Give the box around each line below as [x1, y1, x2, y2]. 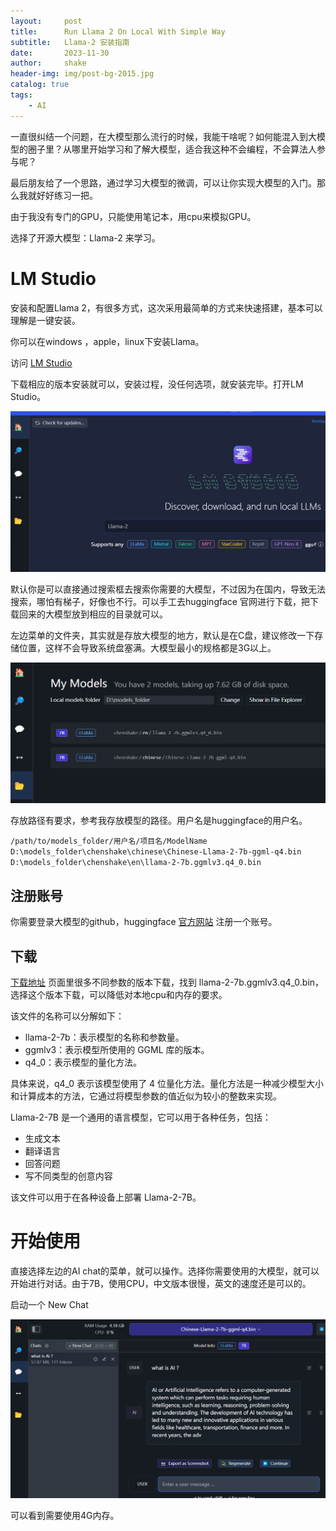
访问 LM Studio [10, 356, 73, 369]
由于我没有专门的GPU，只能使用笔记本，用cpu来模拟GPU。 [10, 210, 257, 222]
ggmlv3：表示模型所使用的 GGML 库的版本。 [24, 1044, 210, 1056]
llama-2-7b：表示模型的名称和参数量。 [24, 1031, 185, 1044]
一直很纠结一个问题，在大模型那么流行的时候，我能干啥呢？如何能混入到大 [10, 130, 317, 142]
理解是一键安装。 [10, 314, 81, 326]
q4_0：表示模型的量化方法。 [24, 1056, 142, 1069]
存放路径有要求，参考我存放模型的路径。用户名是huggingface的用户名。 [10, 815, 308, 827]
